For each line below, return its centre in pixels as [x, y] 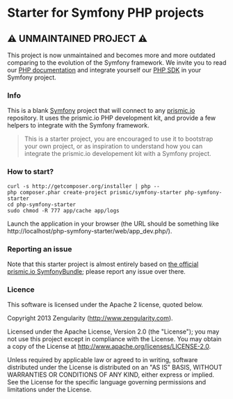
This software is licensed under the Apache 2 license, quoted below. [105, 305]
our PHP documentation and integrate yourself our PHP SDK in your [104, 70]
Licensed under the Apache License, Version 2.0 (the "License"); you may [113, 331]
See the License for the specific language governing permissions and [107, 382]
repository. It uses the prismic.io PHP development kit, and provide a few [112, 118]
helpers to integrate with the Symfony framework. [78, 125]
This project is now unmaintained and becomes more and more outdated [111, 55]
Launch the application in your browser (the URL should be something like [113, 224]
